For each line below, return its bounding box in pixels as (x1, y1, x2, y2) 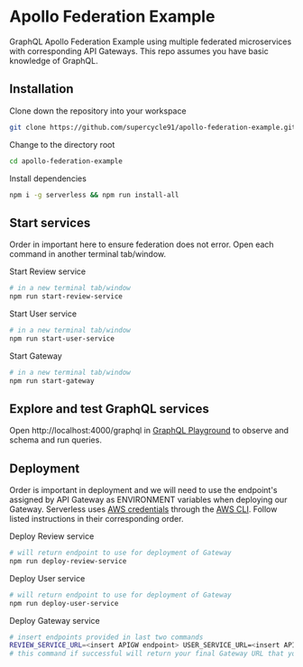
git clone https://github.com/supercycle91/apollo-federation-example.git (9, 123, 297, 132)
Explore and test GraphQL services (9, 401, 209, 416)
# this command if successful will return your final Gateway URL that (9, 649, 284, 659)
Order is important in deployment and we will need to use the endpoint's (9, 485, 278, 496)
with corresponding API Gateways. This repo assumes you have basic (9, 45, 269, 56)
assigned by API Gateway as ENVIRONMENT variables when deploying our (9, 494, 288, 506)
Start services (9, 215, 91, 231)
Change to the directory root (9, 139, 115, 150)
